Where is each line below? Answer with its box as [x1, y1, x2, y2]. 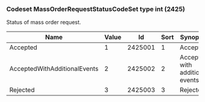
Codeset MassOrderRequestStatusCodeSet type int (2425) [6, 5, 185, 13]
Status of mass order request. [6, 19, 81, 26]
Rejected [9, 86, 35, 94]
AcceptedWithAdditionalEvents [9, 64, 99, 73]
